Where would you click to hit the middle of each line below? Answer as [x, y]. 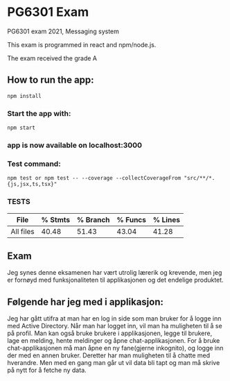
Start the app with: [39, 113]
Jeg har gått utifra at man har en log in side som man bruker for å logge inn [114, 319]
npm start [21, 128]
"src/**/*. [200, 178]
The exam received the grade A [52, 58]
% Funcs [132, 219]
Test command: [34, 164]
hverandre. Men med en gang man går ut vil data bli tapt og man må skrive [114, 363]
